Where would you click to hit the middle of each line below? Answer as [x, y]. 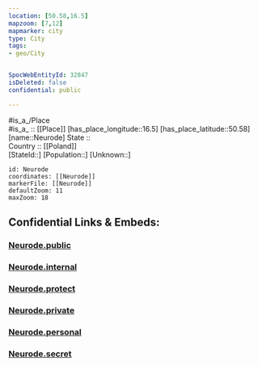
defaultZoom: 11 [36, 191]
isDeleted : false [38, 82]
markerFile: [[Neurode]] [50, 183]
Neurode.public [40, 245]
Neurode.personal [45, 332]
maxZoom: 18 [28, 198]
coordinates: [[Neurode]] [52, 176]
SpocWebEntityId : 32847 [49, 75]
